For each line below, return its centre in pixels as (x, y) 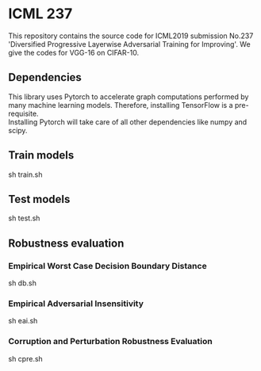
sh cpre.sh (26, 358)
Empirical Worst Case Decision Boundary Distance (108, 266)
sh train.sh (25, 174)
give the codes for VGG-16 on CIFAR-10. (74, 52)
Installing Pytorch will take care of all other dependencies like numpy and (128, 122)
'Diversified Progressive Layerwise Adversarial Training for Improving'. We (130, 44)
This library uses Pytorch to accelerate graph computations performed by (129, 97)
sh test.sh (24, 218)
